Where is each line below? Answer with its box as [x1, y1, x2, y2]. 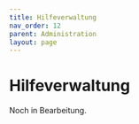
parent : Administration [9, 29, 97, 38]
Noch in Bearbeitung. [9, 105, 87, 116]
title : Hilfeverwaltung [9, 12, 97, 22]
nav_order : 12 [9, 21, 62, 30]
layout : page [9, 37, 58, 47]
